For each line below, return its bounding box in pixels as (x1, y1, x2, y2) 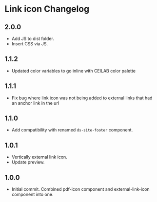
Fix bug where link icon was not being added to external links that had (11, 95, 153, 101)
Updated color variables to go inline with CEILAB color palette (11, 68, 136, 73)
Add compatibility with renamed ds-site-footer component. (11, 127, 133, 133)
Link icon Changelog (4, 3, 90, 15)
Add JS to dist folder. (11, 36, 54, 41)
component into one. (11, 191, 54, 198)
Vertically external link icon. (11, 154, 68, 160)
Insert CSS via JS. (11, 41, 48, 47)
